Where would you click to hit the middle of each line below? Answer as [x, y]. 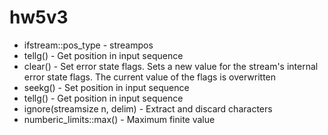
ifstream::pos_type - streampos [88, 45]
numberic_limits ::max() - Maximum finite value [119, 119]
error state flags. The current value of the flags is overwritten [150, 77]
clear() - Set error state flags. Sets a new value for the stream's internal [171, 66]
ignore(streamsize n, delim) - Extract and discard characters [148, 108]
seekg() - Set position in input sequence [106, 87]
